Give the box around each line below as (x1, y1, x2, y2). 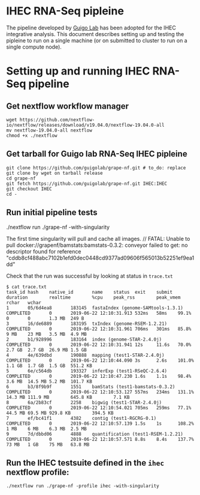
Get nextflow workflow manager (6, 101, 129, 111)
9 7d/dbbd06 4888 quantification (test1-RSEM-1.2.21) (6, 431, 184, 437)
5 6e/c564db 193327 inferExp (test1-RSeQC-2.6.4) (6, 368, 168, 374)
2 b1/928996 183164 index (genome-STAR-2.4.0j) (6, 336, 162, 342)
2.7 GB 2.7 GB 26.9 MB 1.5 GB (6, 347, 87, 353)
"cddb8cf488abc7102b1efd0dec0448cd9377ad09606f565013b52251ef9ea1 (6, 254, 195, 261)
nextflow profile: (6, 467, 69, 477)
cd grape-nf (6, 175, 36, 181)
